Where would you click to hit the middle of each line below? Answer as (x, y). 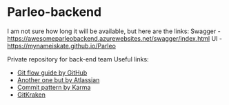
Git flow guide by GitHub (52, 73)
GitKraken (31, 95)
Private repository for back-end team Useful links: (78, 59)
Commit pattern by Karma (54, 87)
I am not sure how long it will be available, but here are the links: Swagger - (114, 31)
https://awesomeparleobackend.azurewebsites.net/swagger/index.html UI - (115, 38)
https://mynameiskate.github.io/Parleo (61, 46)
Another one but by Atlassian (58, 79)
